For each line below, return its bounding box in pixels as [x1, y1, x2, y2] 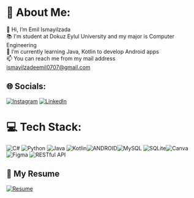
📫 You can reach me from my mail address [6, 54, 116, 62]
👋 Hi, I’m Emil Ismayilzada [6, 26, 71, 33]
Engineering [6, 41, 37, 48]
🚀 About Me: [6, 5, 71, 20]
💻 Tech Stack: [6, 120, 82, 134]
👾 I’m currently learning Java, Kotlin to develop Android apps [6, 48, 159, 55]
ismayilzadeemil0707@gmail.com [6, 64, 91, 71]
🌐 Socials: [6, 81, 47, 92]
